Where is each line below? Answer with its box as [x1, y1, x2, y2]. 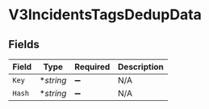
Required [74, 62, 111, 72]
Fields [8, 38, 40, 51]
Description [118, 62, 164, 72]
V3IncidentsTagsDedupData [8, 6, 202, 24]
